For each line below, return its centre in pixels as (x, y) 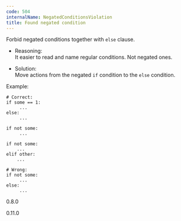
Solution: (25, 69)
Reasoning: (28, 51)
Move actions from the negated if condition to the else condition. (95, 75)
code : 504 (18, 12)
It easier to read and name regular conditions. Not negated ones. (93, 57)
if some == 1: (24, 103)
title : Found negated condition (46, 23)
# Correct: (20, 97)
